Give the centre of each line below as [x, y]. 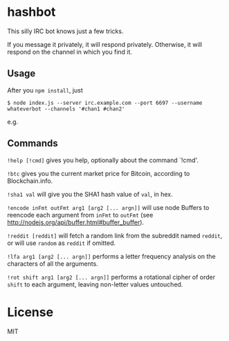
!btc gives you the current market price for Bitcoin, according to [99, 173]
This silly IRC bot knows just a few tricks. [65, 31]
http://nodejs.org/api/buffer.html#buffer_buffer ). [75, 222]
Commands [33, 143]
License [30, 312]
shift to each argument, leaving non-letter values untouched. [95, 284]
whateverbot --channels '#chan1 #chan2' [66, 109]
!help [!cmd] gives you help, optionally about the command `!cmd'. [103, 160]
